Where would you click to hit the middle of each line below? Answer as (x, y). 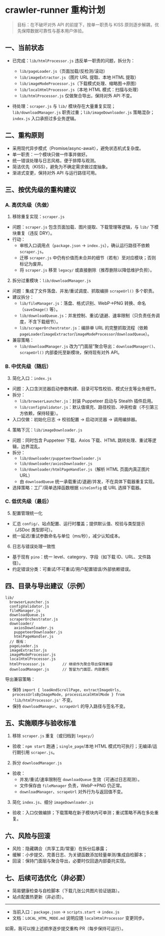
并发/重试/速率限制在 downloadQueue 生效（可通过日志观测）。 (81, 780)
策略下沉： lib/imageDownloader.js (47, 430)
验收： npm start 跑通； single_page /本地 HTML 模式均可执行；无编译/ (82, 746)
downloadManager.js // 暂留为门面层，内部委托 (59, 669)
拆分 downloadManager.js (37, 763)
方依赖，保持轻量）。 (40, 413)
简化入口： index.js (32, 378)
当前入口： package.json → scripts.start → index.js (66, 912)
